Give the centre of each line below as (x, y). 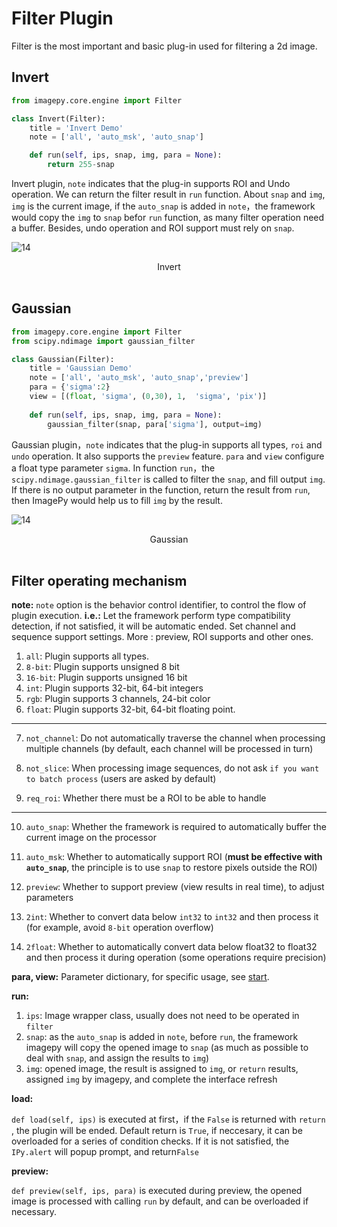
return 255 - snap (81, 165)
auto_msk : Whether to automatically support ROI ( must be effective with (174, 857)
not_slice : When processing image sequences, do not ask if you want (172, 768)
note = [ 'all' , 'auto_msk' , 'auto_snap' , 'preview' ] (139, 378)
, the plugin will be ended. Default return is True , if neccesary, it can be (157, 1131)
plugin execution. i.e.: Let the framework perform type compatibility (151, 616)
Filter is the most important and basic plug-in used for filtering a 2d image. (164, 46)
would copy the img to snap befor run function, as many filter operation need (168, 217)
